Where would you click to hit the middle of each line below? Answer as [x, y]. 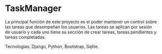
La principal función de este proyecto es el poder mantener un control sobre [81, 22]
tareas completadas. [25, 37]
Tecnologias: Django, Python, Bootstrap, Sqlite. [52, 46]
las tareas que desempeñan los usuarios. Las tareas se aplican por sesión [79, 27]
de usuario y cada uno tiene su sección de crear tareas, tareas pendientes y [81, 32]
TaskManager [33, 8]
